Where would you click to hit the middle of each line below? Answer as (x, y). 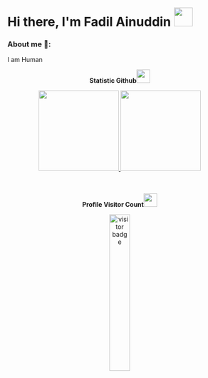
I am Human (25, 60)
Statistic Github (113, 81)
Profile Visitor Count (113, 205)
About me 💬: (29, 44)
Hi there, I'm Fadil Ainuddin (89, 22)
